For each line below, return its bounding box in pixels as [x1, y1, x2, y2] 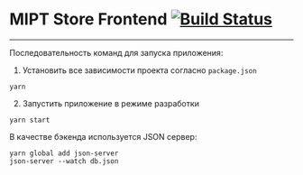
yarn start [9, 115, 50, 124]
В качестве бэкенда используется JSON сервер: [9, 131, 197, 142]
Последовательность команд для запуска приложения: [9, 47, 224, 58]
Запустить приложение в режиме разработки [22, 97, 200, 108]
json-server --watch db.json [9, 156, 119, 166]
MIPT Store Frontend [9, 9, 168, 30]
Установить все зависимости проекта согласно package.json [22, 64, 257, 76]
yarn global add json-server [9, 149, 119, 158]
